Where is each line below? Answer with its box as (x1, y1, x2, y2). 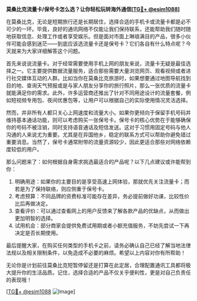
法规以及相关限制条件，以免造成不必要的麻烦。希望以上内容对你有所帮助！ (6, 249, 186, 256)
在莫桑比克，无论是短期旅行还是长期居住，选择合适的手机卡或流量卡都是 (6, 18, 181, 25)
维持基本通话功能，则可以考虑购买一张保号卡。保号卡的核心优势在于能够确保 (6, 117, 191, 123)
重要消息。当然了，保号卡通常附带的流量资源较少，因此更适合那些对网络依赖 (6, 138, 191, 146)
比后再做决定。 (14, 200, 51, 207)
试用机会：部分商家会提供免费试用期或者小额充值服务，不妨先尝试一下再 (14, 222, 189, 229)
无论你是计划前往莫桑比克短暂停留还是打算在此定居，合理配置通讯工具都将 (6, 262, 186, 269)
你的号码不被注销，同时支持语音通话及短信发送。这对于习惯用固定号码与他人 (6, 124, 191, 131)
